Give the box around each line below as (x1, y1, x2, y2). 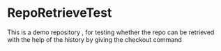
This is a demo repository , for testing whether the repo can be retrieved (7, 28, 215, 36)
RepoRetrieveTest (7, 5, 112, 21)
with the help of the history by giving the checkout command (7, 35, 183, 43)
